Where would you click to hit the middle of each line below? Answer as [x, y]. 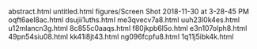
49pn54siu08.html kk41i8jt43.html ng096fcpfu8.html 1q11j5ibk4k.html [121, 36]
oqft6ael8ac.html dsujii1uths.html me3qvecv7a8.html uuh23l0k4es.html [124, 20]
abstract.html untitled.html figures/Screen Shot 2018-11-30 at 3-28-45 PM [128, 11]
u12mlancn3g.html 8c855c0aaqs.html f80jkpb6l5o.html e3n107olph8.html [128, 28]
